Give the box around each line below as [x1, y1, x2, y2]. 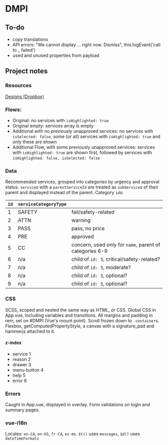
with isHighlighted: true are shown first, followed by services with [12, 149, 152, 155]
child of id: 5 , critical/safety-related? [71, 256, 160, 263]
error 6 [12, 378, 27, 384]
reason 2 [12, 356, 31, 362]
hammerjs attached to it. [5, 328, 55, 334]
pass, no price [71, 225, 105, 232]
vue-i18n [5, 419, 27, 426]
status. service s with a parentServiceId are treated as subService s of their [5, 184, 158, 190]
